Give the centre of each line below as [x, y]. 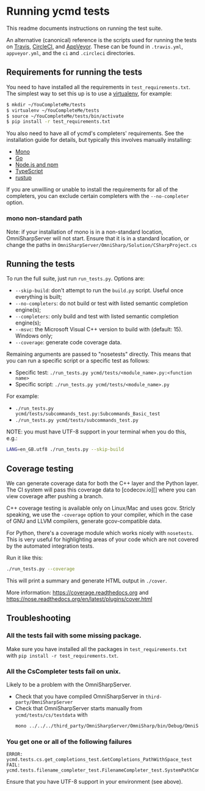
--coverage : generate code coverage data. [68, 342]
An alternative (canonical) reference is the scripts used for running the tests [102, 40]
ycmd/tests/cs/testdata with [51, 715]
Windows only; [34, 336]
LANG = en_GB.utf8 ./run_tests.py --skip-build [65, 450]
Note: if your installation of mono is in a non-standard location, [85, 232]
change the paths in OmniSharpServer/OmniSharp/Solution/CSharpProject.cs [102, 245]
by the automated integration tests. [50, 546]
